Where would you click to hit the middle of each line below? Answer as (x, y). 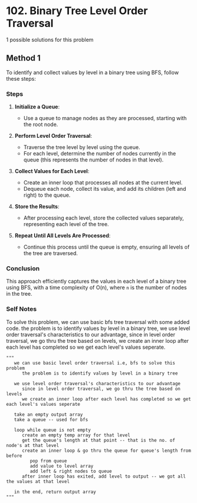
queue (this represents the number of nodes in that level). (93, 160)
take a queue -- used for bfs (51, 419)
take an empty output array (48, 414)
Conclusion (23, 268)
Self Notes (22, 309)
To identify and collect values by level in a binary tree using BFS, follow (92, 72)
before (14, 456)
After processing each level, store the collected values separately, (104, 218)
